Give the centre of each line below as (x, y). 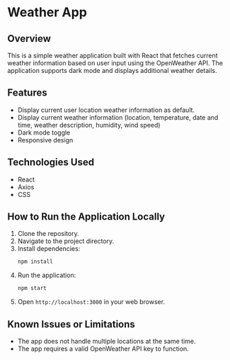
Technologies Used (51, 163)
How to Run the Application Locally (86, 217)
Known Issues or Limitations (71, 324)
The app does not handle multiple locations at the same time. (107, 341)
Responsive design (45, 140)
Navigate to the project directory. (66, 241)
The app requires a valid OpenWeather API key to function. (103, 349)
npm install (35, 262)
